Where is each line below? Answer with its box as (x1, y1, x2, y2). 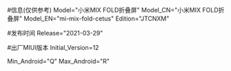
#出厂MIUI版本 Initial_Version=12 (7, 44, 99, 51)
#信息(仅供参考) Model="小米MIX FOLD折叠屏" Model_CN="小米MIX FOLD (7, 6, 219, 14)
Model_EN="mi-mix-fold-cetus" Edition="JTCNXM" (23, 14, 170, 23)
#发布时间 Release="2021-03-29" (7, 29, 103, 37)
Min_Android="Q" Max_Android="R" (7, 57, 110, 65)
